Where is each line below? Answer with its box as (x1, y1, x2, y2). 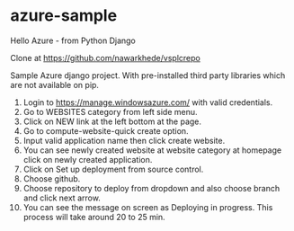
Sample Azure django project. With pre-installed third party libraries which (10, 69, 286, 81)
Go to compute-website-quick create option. (22, 125, 189, 136)
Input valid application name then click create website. (22, 135, 226, 146)
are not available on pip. (10, 79, 100, 90)
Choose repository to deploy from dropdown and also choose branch (22, 182, 281, 193)
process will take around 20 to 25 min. (22, 211, 165, 222)
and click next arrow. (22, 192, 102, 203)
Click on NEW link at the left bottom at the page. (22, 116, 201, 127)
